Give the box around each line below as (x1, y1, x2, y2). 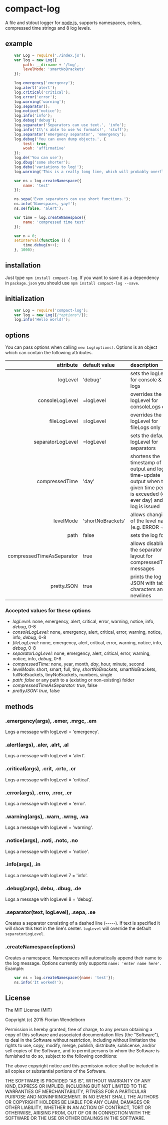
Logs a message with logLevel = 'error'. (5, 800, 86, 806)
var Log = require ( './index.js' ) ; (14, 53, 86, 58)
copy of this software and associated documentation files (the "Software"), (5, 1032, 160, 1038)
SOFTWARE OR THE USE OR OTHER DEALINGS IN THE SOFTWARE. (5, 1115, 145, 1121)
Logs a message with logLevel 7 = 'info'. (5, 872, 88, 878)
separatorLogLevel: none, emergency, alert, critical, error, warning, (12, 650, 151, 656)
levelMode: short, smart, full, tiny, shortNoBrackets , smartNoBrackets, (12, 666, 157, 672)
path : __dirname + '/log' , (23, 62, 79, 67)
